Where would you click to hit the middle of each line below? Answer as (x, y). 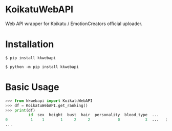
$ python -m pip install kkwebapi (42, 67)
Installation (30, 44)
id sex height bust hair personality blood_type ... (93, 115)
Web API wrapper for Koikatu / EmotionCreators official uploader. (74, 24)
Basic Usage (32, 87)
